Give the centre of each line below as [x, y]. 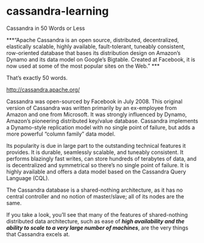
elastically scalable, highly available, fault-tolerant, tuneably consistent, [96, 46]
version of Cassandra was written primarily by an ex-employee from [92, 107]
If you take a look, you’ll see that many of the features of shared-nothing [97, 214]
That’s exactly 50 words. [37, 78]
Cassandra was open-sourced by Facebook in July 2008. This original [94, 101]
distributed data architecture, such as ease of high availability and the [95, 221]
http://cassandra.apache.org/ [43, 89]
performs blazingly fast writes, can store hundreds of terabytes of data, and [101, 158]
